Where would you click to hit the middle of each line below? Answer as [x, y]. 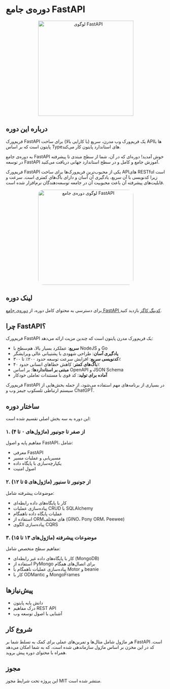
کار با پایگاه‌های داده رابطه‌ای [40, 503]
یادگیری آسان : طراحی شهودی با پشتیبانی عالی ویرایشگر [66, 354]
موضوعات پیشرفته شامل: [30, 493]
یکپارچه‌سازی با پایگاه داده [37, 463]
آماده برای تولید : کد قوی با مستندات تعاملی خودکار [60, 375]
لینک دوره [19, 298]
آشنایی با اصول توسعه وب [38, 613]
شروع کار [19, 629]
